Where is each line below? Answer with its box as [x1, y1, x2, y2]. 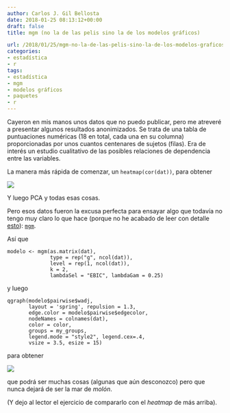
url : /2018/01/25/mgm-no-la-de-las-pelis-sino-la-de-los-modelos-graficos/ [7, 42, 228, 49]
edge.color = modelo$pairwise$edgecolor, [28, 309, 149, 316]
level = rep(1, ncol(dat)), [50, 260, 130, 267]
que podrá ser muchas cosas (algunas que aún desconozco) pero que [7, 378, 205, 386]
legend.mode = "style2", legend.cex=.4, [28, 333, 146, 340]
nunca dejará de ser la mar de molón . [7, 385, 113, 393]
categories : [7, 48, 41, 55]
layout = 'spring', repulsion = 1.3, [28, 303, 136, 310]
